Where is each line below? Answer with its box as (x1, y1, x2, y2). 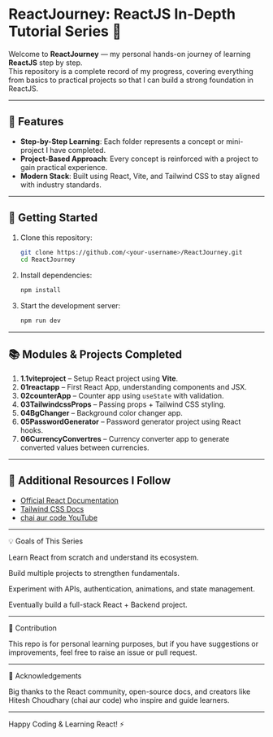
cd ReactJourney (19, 255, 76, 264)
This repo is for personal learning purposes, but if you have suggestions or (8, 639, 258, 648)
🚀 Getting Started (8, 211, 98, 225)
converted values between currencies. (19, 443, 149, 452)
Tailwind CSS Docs (19, 504, 84, 513)
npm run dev (19, 316, 61, 325)
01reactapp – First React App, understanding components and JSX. (19, 382, 248, 391)
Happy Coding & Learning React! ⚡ (8, 719, 124, 729)
